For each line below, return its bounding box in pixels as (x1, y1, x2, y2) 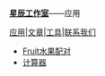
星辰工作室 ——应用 (9, 8, 81, 18)
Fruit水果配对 (22, 46, 72, 56)
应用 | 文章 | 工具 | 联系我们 (9, 27, 96, 38)
